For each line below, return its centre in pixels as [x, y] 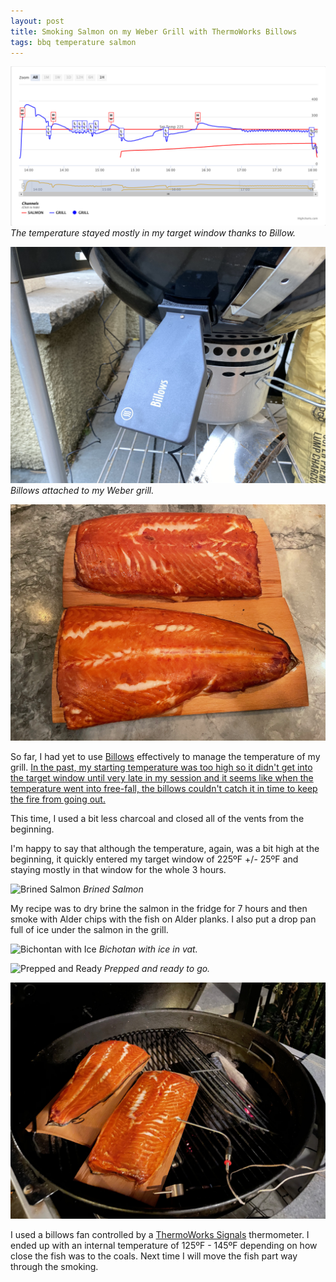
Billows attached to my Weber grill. [82, 491]
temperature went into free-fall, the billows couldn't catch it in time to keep [164, 789]
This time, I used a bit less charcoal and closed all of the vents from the [157, 819]
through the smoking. [54, 1267]
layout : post [37, 21]
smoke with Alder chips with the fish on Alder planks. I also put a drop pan [163, 919]
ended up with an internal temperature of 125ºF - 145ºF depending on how [164, 1246]
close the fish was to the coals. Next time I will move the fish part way [154, 1256]
